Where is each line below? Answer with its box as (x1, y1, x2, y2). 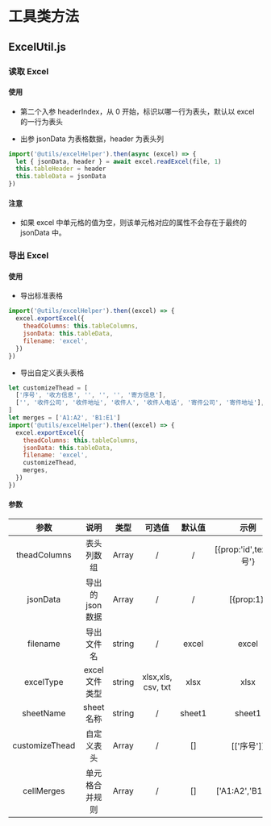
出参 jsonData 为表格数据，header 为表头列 (19, 134, 164, 144)
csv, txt (143, 681, 172, 692)
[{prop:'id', (214, 544, 256, 555)
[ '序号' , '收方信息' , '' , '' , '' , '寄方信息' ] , (15, 391, 167, 399)
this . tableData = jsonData (15, 173, 106, 181)
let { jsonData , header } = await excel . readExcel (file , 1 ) (15, 157, 222, 165)
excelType (23, 676, 64, 687)
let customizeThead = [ (8, 384, 89, 392)
